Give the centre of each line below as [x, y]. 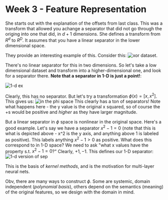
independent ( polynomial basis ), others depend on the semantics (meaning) [85, 187]
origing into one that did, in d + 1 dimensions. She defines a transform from [83, 34]
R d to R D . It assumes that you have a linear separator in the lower [73, 40]
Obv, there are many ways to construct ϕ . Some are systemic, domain [78, 181]
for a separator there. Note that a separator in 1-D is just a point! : [73, 76]
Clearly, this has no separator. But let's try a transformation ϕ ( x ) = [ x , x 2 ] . [81, 96]
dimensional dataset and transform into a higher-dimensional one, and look [83, 70]
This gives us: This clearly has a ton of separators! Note [83, 101]
